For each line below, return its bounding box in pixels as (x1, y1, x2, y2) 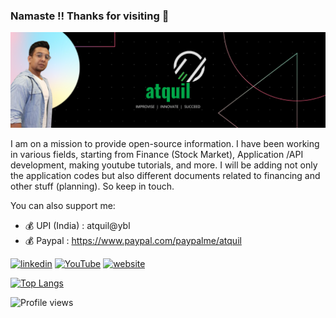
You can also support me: (10, 199, 116, 211)
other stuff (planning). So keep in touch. (10, 180, 175, 192)
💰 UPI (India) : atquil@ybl (24, 219, 131, 231)
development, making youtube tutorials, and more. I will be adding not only (10, 159, 318, 171)
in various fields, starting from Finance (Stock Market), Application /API (10, 148, 304, 160)
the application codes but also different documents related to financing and (10, 169, 321, 181)
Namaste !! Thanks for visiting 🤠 (10, 9, 170, 23)
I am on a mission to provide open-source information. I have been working (10, 137, 320, 149)
